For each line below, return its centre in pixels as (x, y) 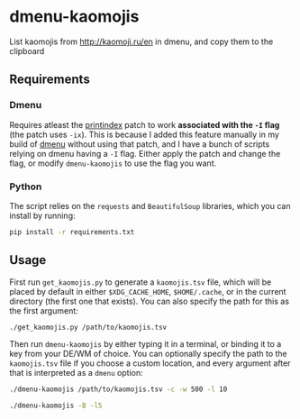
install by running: (42, 215)
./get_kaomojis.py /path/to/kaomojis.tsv (88, 327)
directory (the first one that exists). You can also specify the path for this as (150, 301)
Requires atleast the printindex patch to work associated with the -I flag (145, 124)
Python (26, 187)
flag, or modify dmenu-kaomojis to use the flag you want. (113, 163)
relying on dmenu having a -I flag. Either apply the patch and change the (145, 153)
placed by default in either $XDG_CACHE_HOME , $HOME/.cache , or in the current (148, 291)
